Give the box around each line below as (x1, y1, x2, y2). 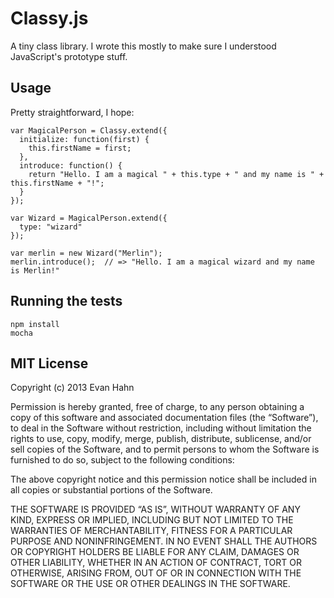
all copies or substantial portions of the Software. (10, 484, 213, 496)
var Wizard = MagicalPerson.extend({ (10, 213, 168, 223)
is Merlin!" (10, 265, 60, 276)
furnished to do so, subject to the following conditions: (10, 454, 235, 466)
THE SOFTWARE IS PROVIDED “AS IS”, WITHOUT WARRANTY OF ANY (10, 503, 301, 516)
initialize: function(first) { (19, 134, 150, 144)
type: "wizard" (19, 222, 83, 232)
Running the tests (10, 293, 123, 310)
